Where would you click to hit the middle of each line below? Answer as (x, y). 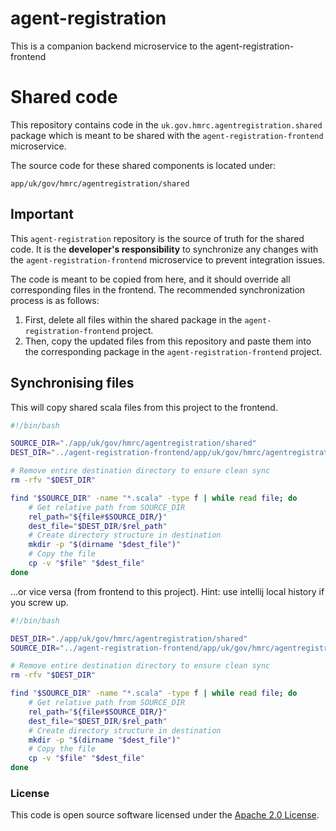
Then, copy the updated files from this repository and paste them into (168, 341)
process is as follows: (55, 300)
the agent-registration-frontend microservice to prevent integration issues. (168, 259)
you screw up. (39, 602)
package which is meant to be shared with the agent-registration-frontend (167, 135)
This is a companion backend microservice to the (112, 46)
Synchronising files (72, 383)
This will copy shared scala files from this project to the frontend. (144, 407)
